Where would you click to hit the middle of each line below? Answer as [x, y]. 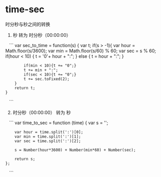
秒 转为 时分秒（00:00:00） [42, 35]
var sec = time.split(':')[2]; [48, 141]
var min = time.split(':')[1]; [48, 137]
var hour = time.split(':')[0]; [49, 132]
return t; [25, 88]
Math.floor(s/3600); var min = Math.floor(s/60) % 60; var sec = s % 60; [81, 51]
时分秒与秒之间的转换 [28, 24]
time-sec [25, 9]
